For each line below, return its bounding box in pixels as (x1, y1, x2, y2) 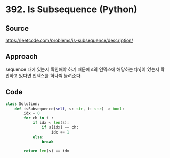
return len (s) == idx (23, 148, 70, 153)
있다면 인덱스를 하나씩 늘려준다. (18, 72, 82, 78)
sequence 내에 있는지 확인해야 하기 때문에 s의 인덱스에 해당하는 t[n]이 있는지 (5, 66, 160, 72)
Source (5, 24, 29, 33)
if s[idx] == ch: (41, 125, 79, 130)
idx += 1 (51, 129, 70, 135)
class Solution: (5, 101, 40, 107)
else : (32, 134, 44, 140)
